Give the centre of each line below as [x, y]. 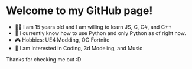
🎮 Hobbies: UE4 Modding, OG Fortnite [62, 40]
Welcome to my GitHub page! [79, 11]
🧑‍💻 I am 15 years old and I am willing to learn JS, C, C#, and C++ [93, 27]
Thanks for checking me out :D [44, 59]
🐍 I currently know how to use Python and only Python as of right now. [100, 33]
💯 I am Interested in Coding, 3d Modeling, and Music [79, 48]
